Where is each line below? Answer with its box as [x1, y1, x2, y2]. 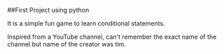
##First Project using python [7, 6, 90, 14]
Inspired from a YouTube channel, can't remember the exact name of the [7, 33, 217, 41]
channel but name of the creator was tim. [7, 40, 126, 48]
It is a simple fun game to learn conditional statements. [7, 19, 166, 27]
